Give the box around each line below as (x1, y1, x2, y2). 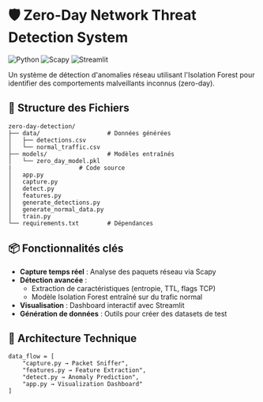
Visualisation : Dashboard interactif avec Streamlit (19, 300, 185, 309)
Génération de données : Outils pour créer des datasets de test (19, 309, 227, 318)
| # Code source (8, 164, 126, 172)
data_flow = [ (8, 353, 55, 361)
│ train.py (8, 212, 51, 220)
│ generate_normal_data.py (8, 205, 104, 214)
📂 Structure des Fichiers (8, 101, 130, 115)
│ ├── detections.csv (8, 136, 87, 144)
